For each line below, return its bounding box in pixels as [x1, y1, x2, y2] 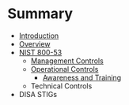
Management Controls [30, 56, 104, 66]
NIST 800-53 [18, 47, 63, 57]
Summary [7, 5, 73, 23]
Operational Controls [30, 64, 99, 73]
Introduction [18, 31, 59, 40]
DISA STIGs [18, 89, 57, 99]
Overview [18, 39, 51, 48]
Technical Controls [30, 81, 93, 91]
